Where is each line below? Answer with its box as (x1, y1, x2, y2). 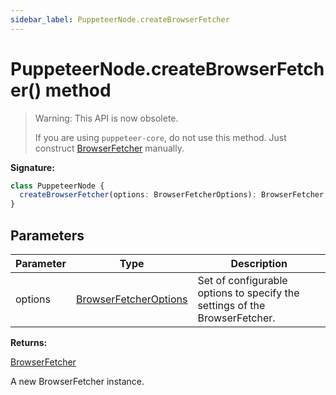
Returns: (10, 337, 48, 348)
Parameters (10, 227, 85, 244)
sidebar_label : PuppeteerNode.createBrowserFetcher (10, 14, 230, 25)
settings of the (197, 299, 266, 312)
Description (230, 257, 288, 270)
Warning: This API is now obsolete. (34, 112, 179, 124)
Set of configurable (197, 274, 288, 287)
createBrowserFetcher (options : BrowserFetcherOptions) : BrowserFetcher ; (19, 190, 329, 200)
